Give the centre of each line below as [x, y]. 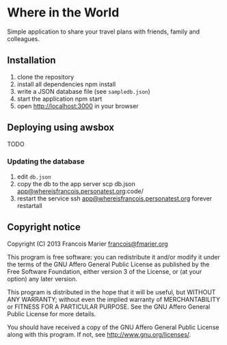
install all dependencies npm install [66, 84]
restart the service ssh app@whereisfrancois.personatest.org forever [115, 198]
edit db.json [34, 177]
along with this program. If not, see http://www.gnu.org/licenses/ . [99, 334]
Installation [31, 61]
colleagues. [23, 38]
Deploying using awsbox [61, 128]
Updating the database [46, 162]
